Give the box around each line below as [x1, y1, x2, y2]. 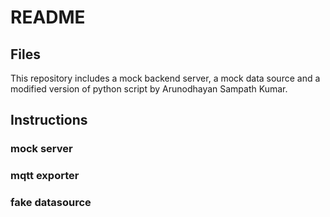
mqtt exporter [10, 169, 80, 183]
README [10, 6, 86, 29]
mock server [10, 142, 73, 156]
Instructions [10, 112, 88, 129]
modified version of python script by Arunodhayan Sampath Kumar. [10, 83, 288, 95]
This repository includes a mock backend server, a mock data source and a [10, 72, 321, 84]
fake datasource [10, 196, 92, 210]
